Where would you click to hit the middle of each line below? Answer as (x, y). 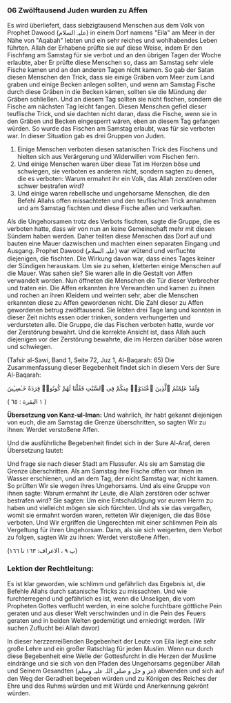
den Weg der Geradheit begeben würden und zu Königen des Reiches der (112, 678)
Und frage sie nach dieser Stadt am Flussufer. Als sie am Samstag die (106, 464)
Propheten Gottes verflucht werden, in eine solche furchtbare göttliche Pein (114, 606)
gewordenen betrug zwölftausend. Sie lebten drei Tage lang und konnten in (114, 310)
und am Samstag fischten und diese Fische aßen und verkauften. (110, 208)
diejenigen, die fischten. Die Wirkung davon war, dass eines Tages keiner (111, 259)
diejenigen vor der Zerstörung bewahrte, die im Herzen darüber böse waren (115, 339)
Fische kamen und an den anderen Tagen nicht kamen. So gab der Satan (111, 70)
